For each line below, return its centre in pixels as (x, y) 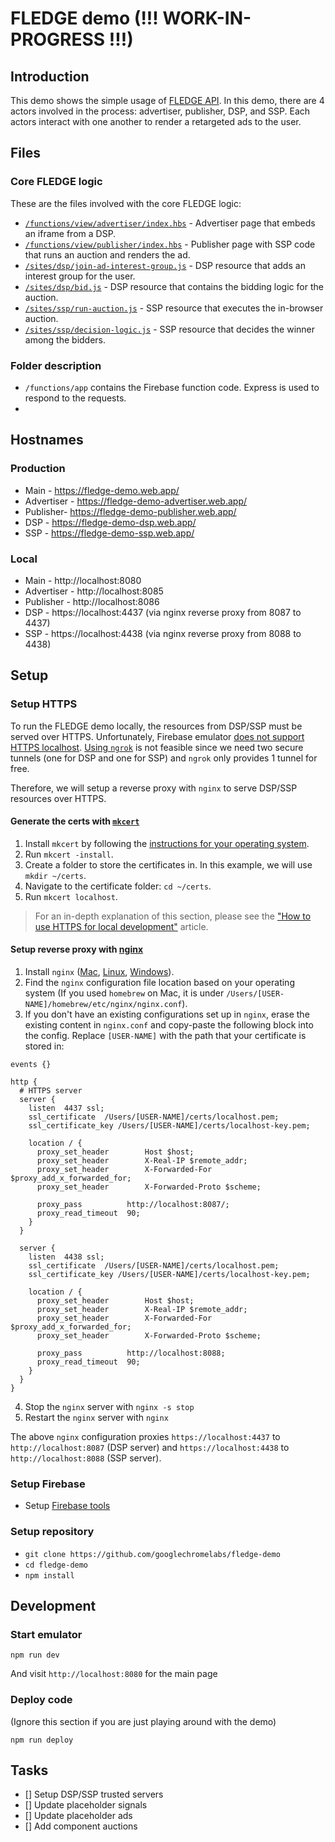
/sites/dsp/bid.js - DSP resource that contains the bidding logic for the (174, 286)
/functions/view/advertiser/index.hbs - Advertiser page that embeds (170, 223)
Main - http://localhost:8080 (83, 580)
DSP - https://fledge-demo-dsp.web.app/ (110, 522)
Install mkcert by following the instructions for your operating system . (167, 843)
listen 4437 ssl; (66, 1108)
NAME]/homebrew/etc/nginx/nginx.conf (103, 1005)
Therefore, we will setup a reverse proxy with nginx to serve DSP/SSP (154, 788)
